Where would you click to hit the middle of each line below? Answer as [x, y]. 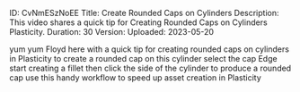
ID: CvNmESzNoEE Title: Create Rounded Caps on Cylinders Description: [144, 13]
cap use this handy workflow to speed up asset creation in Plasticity [136, 78]
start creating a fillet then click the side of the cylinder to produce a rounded [150, 68]
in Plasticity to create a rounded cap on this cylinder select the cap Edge [143, 59]
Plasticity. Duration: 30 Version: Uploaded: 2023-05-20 [111, 32]
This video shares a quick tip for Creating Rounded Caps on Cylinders [138, 22]
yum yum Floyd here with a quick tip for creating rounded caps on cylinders [150, 49]
